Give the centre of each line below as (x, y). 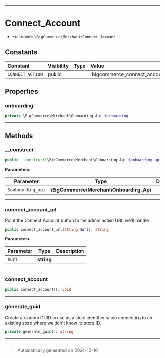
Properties (22, 92)
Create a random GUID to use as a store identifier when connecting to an (79, 317)
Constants (21, 52)
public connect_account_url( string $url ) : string (57, 230)
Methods (19, 136)
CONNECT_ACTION (25, 74)
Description (70, 251)
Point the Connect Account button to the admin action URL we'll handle (77, 221)
